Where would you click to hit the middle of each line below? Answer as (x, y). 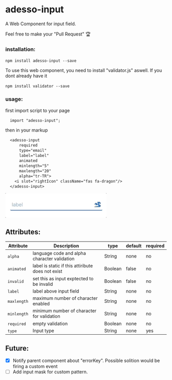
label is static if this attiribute (63, 266)
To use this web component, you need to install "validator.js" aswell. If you (84, 70)
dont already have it (26, 76)
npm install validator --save (38, 86)
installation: (20, 49)
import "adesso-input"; (35, 120)
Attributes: (23, 232)
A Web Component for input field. (41, 24)
